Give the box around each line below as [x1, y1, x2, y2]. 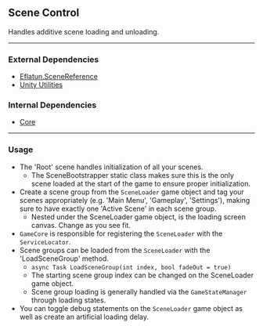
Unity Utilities [19, 80, 63, 89]
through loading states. [31, 295, 106, 305]
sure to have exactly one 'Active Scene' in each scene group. [19, 204, 217, 213]
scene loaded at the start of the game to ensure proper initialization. [31, 179, 250, 188]
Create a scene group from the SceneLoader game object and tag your [19, 187, 244, 197]
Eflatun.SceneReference [19, 72, 98, 81]
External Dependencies [8, 54, 99, 65]
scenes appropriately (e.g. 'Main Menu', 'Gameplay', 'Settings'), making [19, 195, 250, 204]
